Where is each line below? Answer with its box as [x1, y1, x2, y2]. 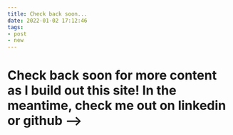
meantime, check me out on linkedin [7, 97, 227, 114]
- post [7, 30, 27, 38]
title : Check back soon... [7, 10, 88, 18]
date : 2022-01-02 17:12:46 [7, 17, 88, 24]
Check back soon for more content [7, 67, 217, 84]
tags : [7, 23, 24, 31]
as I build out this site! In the [7, 82, 177, 99]
